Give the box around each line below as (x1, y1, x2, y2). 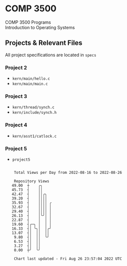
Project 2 (5, 64, 27, 71)
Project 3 (5, 93, 28, 100)
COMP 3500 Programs (5, 19, 51, 25)
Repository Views (14, 178, 50, 184)
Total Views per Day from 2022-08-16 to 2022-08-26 (14, 170, 122, 175)
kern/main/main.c (12, 82, 48, 87)
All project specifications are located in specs (5, 52, 96, 58)
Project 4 (5, 122, 28, 129)
